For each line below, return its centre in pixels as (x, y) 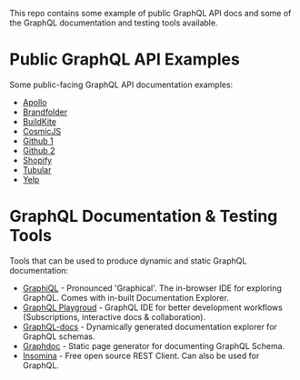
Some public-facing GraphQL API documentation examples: (121, 85)
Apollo (35, 102)
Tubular (37, 170)
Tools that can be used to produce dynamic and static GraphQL (128, 260)
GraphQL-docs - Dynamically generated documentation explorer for (150, 326)
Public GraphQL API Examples (125, 60)
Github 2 (39, 150)
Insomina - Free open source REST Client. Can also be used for (141, 355)
